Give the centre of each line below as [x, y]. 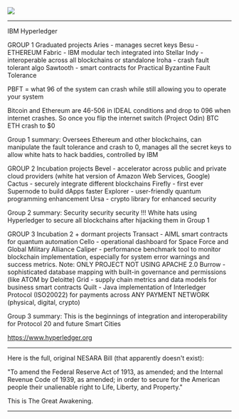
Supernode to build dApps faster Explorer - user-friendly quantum [104, 191]
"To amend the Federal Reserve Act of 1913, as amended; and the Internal [115, 372]
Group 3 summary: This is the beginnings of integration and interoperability [117, 316]
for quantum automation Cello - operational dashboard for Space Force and [118, 242]
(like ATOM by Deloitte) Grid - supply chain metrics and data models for [112, 279]
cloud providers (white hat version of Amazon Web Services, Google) [109, 176]
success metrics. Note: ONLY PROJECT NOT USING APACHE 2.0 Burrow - [117, 264]
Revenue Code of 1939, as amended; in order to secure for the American [114, 379]
